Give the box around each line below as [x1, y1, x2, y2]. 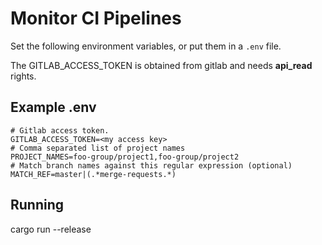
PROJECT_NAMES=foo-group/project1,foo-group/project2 [10, 152, 240, 162]
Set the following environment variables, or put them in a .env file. [10, 40, 282, 52]
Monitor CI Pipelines [10, 7, 182, 30]
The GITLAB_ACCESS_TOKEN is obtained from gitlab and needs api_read [10, 59, 313, 71]
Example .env [10, 99, 97, 116]
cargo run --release [10, 223, 92, 235]
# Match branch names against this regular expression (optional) [10, 160, 293, 171]
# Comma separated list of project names [10, 143, 186, 153]
